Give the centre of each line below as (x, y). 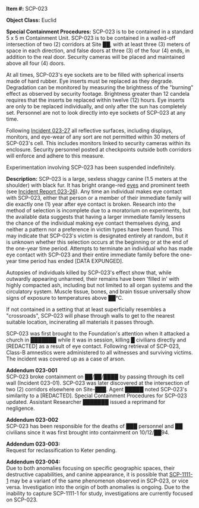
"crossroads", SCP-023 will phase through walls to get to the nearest (91, 316)
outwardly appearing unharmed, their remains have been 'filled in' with (93, 279)
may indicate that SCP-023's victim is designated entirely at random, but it (97, 236)
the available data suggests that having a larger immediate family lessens (96, 217)
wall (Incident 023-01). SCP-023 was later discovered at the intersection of (98, 383)
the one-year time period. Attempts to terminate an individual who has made (99, 248)
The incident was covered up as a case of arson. (66, 359)
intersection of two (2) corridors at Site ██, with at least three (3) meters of (98, 44)
